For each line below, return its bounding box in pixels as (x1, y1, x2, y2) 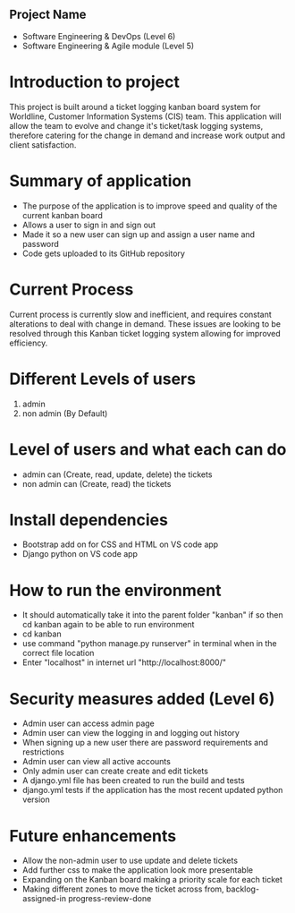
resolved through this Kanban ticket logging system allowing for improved (9, 328, 282, 338)
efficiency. (9, 337, 48, 348)
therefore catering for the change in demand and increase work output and (9, 130, 286, 141)
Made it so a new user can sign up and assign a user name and (21, 228, 256, 240)
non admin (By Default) (21, 407, 108, 419)
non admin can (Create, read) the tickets (21, 478, 172, 489)
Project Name (9, 7, 87, 22)
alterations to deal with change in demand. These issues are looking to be (9, 318, 282, 329)
